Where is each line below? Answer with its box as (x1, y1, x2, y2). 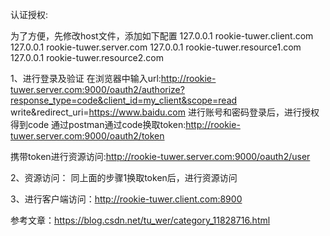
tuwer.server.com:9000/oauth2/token (10, 130, 165, 142)
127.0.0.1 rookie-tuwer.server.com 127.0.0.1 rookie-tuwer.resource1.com (10, 41, 302, 53)
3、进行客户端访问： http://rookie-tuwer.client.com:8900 (10, 193, 243, 205)
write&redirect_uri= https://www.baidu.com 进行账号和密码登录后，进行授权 (10, 106, 320, 118)
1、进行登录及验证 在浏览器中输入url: (10, 73, 162, 84)
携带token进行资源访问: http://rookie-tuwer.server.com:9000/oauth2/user (10, 151, 311, 162)
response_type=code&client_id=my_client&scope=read (10, 94, 238, 106)
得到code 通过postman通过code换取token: (10, 119, 187, 130)
